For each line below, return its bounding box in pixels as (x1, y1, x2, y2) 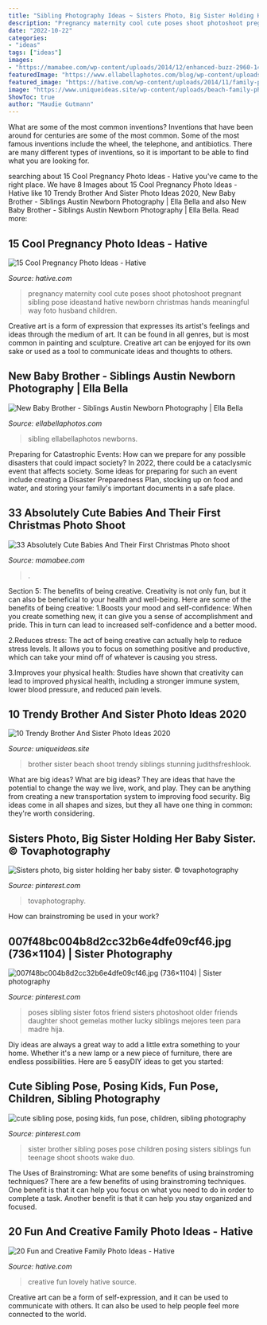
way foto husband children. (27, 306, 118, 315)
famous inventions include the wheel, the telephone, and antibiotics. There (8, 139, 253, 149)
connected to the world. (8, 1309, 87, 1319)
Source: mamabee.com (8, 555, 85, 565)
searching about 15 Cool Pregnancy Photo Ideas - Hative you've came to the (8, 172, 258, 181)
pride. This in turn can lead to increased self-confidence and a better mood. (8, 620, 257, 629)
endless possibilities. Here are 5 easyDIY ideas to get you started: (8, 1057, 224, 1066)
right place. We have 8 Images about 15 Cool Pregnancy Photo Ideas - (8, 180, 238, 189)
